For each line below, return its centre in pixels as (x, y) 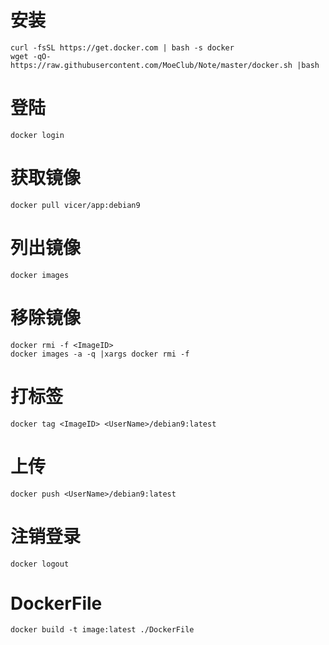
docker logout (40, 564)
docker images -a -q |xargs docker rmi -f (100, 354)
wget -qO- (31, 56)
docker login (37, 135)
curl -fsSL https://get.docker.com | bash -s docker (122, 47)
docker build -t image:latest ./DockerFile (102, 630)
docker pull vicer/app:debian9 (75, 205)
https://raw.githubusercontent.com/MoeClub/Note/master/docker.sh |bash (165, 65)
